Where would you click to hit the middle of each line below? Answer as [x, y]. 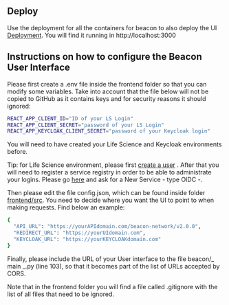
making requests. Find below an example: [66, 207]
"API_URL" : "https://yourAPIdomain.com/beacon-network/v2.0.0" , [107, 227]
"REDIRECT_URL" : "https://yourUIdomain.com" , [80, 233]
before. [18, 152]
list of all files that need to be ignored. [61, 294]
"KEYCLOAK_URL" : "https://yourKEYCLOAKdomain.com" [87, 239]
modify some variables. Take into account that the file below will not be [108, 91]
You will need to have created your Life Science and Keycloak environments [115, 144]
